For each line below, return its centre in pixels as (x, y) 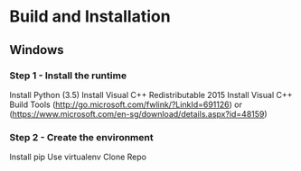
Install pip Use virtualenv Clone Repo (78, 157)
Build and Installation (90, 17)
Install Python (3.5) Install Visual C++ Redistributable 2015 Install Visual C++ (151, 94)
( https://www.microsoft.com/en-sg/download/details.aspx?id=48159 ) (139, 113)
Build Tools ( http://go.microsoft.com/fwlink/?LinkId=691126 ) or (126, 104)
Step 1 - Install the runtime (68, 76)
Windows (37, 50)
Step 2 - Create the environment (81, 137)
